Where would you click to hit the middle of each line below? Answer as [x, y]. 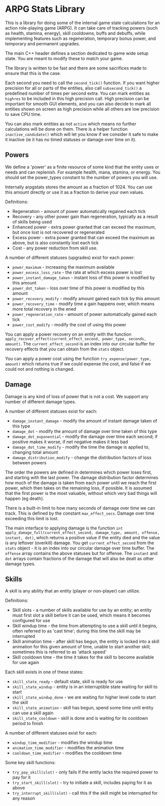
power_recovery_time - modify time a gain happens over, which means [83, 304]
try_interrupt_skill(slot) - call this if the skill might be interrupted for [85, 793]
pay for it [21, 777]
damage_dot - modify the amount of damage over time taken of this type [84, 431]
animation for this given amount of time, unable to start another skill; [82, 647]
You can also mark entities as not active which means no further [71, 124]
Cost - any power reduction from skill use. [55, 248]
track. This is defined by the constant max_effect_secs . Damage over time [80, 513]
